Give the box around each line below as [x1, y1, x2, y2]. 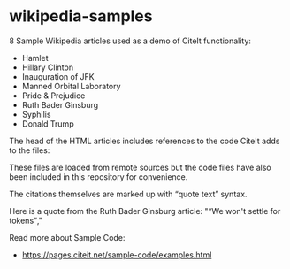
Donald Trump [21, 118, 74, 129]
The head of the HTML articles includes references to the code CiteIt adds [9, 135, 280, 146]
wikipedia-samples [9, 6, 153, 27]
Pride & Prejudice [21, 90, 86, 101]
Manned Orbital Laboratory [21, 81, 121, 91]
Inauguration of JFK [21, 71, 95, 81]
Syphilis [21, 109, 51, 119]
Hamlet [21, 52, 49, 63]
